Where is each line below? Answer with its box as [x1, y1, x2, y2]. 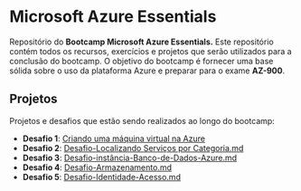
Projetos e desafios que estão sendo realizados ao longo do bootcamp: [9, 115, 276, 126]
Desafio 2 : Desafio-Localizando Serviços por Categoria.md [22, 142, 244, 153]
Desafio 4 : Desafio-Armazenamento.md [22, 161, 173, 173]
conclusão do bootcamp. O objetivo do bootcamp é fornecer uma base [9, 55, 274, 66]
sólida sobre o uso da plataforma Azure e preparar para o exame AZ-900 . [9, 65, 286, 76]
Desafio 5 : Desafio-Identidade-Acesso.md [22, 171, 181, 182]
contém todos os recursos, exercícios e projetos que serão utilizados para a [9, 45, 292, 56]
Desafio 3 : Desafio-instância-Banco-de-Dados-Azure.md [22, 152, 238, 163]
